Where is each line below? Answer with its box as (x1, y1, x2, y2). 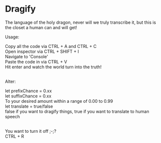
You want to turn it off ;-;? (5, 128, 57, 134)
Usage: (5, 34, 19, 40)
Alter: (5, 79, 16, 84)
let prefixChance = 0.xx (5, 88, 52, 94)
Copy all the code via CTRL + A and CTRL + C (5, 43, 97, 49)
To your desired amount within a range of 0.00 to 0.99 (5, 98, 113, 104)
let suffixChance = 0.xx (5, 93, 52, 99)
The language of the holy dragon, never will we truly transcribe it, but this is (5, 19, 156, 25)
